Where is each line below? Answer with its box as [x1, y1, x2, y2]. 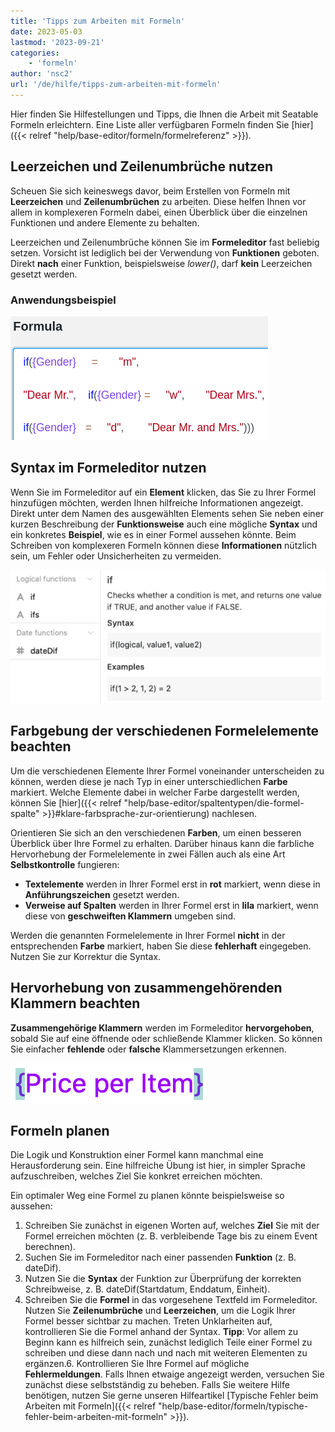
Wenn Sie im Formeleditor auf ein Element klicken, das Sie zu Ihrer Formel [10, 486, 317, 498]
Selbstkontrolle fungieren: [10, 858, 120, 870]
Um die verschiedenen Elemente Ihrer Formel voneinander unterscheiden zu [10, 765, 325, 777]
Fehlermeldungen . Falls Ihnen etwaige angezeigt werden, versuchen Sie [24, 1368, 325, 1380]
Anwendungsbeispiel [10, 293, 117, 307]
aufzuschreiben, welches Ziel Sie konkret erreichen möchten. [10, 1170, 263, 1182]
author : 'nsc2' [10, 69, 74, 79]
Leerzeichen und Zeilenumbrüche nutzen [10, 158, 274, 175]
